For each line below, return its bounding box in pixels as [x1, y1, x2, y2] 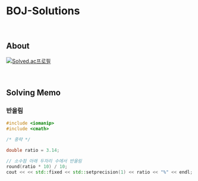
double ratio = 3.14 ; [6, 147, 60, 154]
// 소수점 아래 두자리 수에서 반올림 [6, 158, 82, 164]
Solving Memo [6, 88, 61, 98]
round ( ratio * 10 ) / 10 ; [6, 163, 68, 170]
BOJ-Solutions [6, 4, 80, 18]
